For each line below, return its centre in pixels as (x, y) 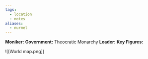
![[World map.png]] (25, 52)
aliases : (14, 23)
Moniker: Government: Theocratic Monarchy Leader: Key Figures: (74, 42)
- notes (18, 19)
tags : (11, 10)
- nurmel (19, 28)
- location (21, 14)
